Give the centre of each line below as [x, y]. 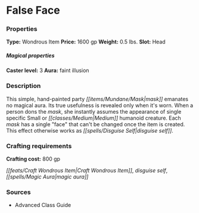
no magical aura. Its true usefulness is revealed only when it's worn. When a [100, 105]
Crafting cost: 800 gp [33, 159]
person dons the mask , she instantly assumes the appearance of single [94, 111]
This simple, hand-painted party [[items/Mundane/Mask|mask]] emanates [97, 99]
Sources [18, 192]
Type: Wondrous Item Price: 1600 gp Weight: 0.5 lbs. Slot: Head [86, 42]
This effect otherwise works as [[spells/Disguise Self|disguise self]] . [90, 130]
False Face [33, 10]
